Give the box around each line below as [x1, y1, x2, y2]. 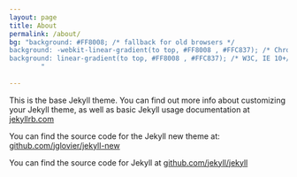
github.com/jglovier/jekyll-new [9, 140, 121, 150]
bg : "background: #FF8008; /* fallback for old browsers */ [9, 37, 236, 47]
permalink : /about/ [9, 29, 81, 38]
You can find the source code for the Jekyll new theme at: [9, 130, 221, 142]
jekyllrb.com [9, 113, 55, 124]
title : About [9, 21, 57, 30]
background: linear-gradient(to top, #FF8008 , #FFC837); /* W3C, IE [9, 54, 271, 63]
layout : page [9, 12, 57, 22]
